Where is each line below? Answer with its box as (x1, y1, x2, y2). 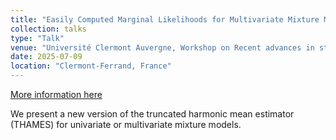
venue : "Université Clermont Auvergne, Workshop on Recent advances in (10, 42, 315, 53)
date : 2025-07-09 (10, 52, 83, 62)
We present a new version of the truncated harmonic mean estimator (10, 108, 295, 120)
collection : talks (10, 24, 87, 34)
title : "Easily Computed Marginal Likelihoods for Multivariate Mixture (10, 14, 320, 25)
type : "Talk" (10, 33, 65, 43)
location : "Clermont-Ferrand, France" (10, 61, 172, 71)
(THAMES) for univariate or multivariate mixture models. (10, 119, 242, 130)
